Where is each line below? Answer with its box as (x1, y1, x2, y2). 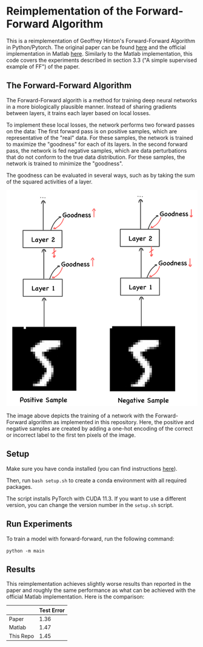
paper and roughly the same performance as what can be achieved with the (6, 586, 196, 594)
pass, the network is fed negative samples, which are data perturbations (6, 147, 187, 154)
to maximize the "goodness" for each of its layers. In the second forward (6, 141, 188, 148)
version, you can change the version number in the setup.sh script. (6, 501, 174, 508)
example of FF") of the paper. (6, 62, 80, 70)
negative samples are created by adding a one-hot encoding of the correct (6, 425, 193, 432)
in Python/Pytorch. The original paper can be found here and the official (6, 44, 186, 51)
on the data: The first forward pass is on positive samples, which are (6, 127, 178, 134)
